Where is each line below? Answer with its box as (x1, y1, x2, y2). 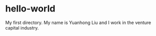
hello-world (5, 3, 56, 14)
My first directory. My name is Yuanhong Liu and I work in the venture (5, 19, 151, 25)
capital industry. (5, 24, 39, 30)
